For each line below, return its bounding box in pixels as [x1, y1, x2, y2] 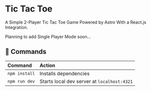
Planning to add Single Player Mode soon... [5, 34, 91, 39]
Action [39, 62, 55, 68]
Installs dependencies [39, 70, 90, 77]
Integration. [5, 24, 28, 30]
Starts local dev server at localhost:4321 [39, 78, 133, 85]
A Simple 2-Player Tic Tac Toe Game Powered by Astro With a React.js [5, 19, 147, 25]
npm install [7, 71, 35, 76]
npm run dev [7, 78, 35, 84]
